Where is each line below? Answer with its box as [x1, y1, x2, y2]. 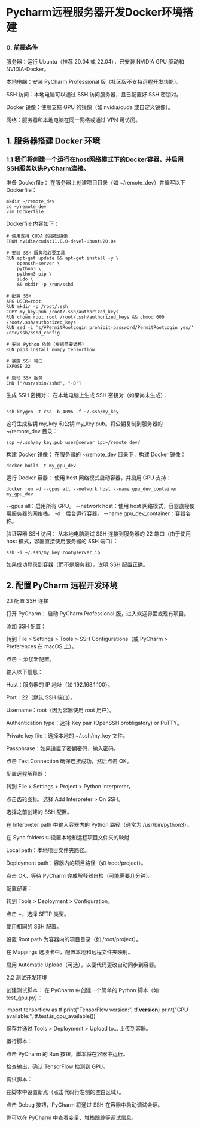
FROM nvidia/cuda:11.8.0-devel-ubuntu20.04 [6, 238, 117, 244]
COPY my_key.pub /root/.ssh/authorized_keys [6, 309, 119, 315]
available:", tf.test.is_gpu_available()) [6, 1012, 96, 1019]
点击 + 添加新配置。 [6, 655, 55, 663]
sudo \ [17, 276, 33, 282]
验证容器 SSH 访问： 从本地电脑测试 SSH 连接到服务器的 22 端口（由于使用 [6, 530, 191, 537]
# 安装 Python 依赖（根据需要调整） [6, 342, 87, 348]
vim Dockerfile [6, 209, 44, 215]
